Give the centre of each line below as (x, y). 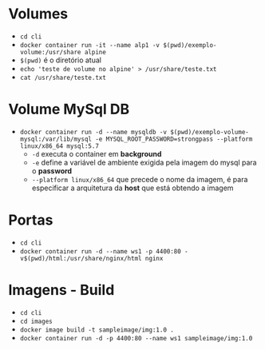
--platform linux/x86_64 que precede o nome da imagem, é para (140, 179)
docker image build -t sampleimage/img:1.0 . (97, 330)
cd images (36, 321)
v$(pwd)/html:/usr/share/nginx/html (81, 258)
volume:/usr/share (50, 52)
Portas (31, 220)
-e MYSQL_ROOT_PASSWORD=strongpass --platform (174, 139)
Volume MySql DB (69, 109)
